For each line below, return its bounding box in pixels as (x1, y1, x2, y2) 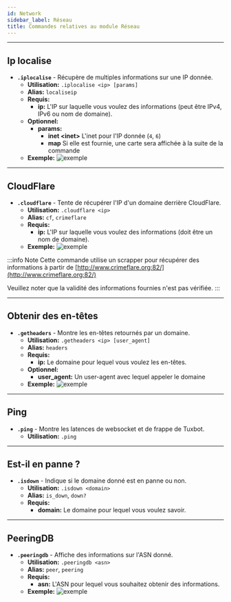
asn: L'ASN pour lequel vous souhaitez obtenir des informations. (37, 580, 220, 588)
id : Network (7, 10, 41, 17)
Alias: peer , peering (27, 565, 84, 574)
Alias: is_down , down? (27, 491, 87, 500)
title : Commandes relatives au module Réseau (7, 23, 140, 30)
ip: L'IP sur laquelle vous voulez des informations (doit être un (37, 228, 213, 236)
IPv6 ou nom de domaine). (37, 110, 113, 118)
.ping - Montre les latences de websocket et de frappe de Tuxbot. (16, 425, 205, 433)
